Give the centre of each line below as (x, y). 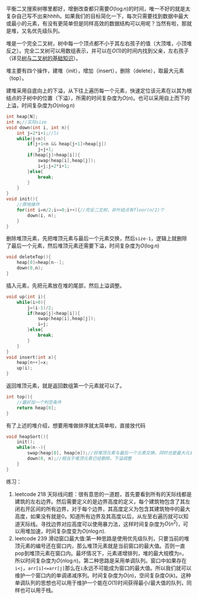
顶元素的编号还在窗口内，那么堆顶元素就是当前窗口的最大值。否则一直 (100, 546)
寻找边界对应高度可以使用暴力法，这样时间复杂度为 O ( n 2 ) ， (112, 523)
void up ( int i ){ (26, 297)
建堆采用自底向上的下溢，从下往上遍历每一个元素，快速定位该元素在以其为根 (99, 91)
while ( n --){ (31, 448)
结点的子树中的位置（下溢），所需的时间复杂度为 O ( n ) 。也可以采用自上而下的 (98, 98)
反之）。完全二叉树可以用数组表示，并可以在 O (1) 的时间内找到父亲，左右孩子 (98, 51)
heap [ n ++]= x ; (33, 363)
